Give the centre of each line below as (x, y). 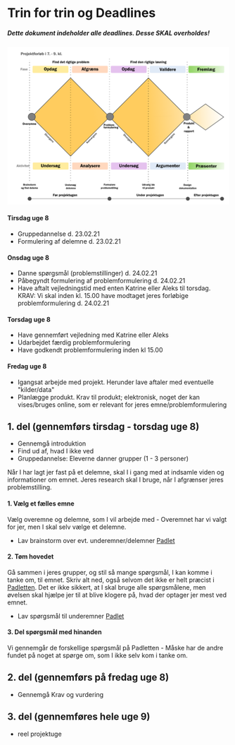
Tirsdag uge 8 (28, 218)
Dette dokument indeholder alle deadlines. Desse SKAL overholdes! (108, 32)
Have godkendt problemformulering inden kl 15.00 (90, 350)
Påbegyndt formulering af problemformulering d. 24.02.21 (101, 281)
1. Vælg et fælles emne (41, 503)
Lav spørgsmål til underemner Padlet (71, 616)
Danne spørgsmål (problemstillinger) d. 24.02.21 (87, 273)
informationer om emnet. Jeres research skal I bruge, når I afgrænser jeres (115, 480)
